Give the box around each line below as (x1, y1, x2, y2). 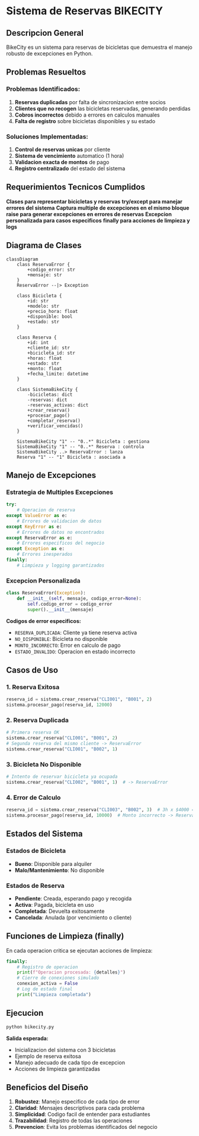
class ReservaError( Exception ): (6, 590, 86, 596)
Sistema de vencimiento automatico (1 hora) (14, 152, 124, 159)
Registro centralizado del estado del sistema (14, 165, 126, 172)
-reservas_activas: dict (27, 402, 89, 408)
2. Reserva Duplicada (6, 716, 69, 724)
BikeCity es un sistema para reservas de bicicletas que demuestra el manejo (6, 43, 192, 51)
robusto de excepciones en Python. (6, 50, 93, 57)
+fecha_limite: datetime (27, 371, 89, 377)
